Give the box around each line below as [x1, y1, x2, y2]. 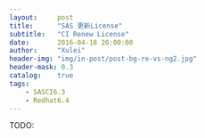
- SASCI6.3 [25, 87, 66, 96]
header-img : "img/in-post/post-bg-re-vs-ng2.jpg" [9, 54, 198, 63]
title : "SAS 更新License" [9, 21, 123, 30]
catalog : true [9, 71, 74, 80]
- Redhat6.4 [25, 95, 70, 105]
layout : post [9, 12, 74, 22]
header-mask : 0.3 [9, 63, 74, 72]
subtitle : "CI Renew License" [9, 29, 129, 38]
